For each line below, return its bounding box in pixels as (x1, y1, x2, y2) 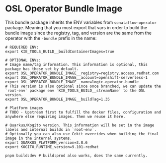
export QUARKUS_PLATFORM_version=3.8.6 (5, 140, 88, 145)
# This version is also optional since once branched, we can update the (5, 84, 162, 89)
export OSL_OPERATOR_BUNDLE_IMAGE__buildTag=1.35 (5, 97, 110, 102)
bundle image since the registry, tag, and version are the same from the (5, 30, 152, 36)
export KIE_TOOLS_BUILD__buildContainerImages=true (5, 49, 114, 54)
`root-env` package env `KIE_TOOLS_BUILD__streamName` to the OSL (5, 88, 146, 93)
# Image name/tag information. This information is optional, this (5, 62, 148, 67)
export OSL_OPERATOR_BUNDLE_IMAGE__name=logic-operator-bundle (5, 79, 139, 84)
